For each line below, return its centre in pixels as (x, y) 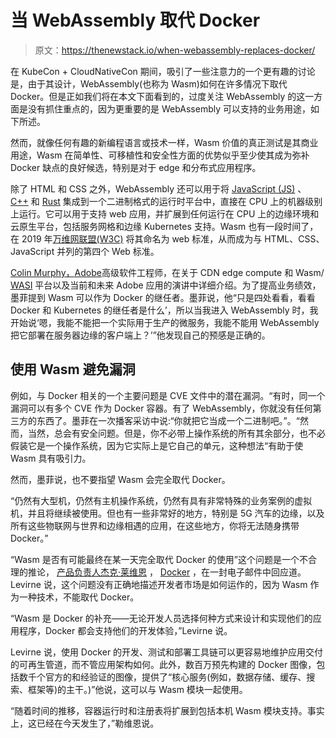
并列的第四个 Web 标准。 (108, 251)
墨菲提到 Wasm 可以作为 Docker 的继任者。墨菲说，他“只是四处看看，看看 (163, 297)
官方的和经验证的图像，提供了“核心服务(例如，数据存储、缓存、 (175, 677)
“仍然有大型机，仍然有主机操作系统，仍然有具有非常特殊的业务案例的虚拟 (161, 500)
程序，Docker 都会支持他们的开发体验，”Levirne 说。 (125, 630)
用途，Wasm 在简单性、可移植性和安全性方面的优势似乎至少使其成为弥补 (160, 155)
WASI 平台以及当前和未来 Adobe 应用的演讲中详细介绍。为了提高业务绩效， (166, 285)
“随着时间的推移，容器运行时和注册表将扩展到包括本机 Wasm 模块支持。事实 (167, 710)
